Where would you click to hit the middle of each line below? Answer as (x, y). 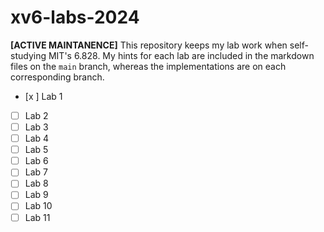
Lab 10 (38, 206)
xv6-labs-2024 (75, 17)
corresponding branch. (57, 77)
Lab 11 (37, 217)
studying (28, 55)
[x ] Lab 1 (43, 96)
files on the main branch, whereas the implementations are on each (148, 66)
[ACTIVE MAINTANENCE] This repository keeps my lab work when (149, 45)
